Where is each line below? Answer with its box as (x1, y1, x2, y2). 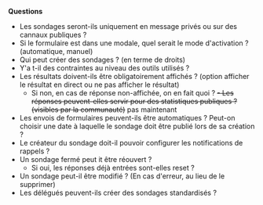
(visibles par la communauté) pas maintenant (31, 105, 177, 114)
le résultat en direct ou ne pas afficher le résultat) (19, 80, 180, 89)
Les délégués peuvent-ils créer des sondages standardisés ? (19, 188, 217, 197)
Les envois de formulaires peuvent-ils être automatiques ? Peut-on (19, 113, 236, 122)
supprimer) (19, 180, 57, 189)
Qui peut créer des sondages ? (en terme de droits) (19, 55, 186, 64)
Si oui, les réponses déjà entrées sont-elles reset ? (31, 164, 195, 172)
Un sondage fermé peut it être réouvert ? (19, 155, 152, 164)
